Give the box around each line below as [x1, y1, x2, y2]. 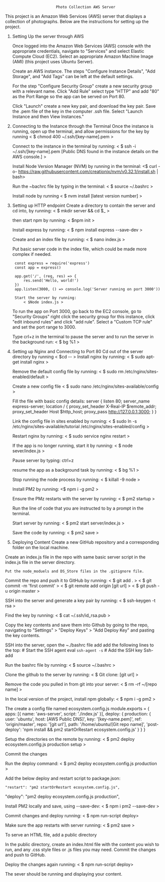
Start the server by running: [14, 295, 77, 300]
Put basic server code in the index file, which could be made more [12, 246, 147, 252]
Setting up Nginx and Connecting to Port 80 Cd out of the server [12, 349, 144, 354]
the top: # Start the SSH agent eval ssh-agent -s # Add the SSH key [5, 647, 143, 653]
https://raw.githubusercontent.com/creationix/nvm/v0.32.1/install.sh [18, 168, 156, 174]
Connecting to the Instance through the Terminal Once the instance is [12, 123, 154, 129]
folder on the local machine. [12, 545, 69, 550]
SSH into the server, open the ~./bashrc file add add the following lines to [5, 642, 154, 648]
